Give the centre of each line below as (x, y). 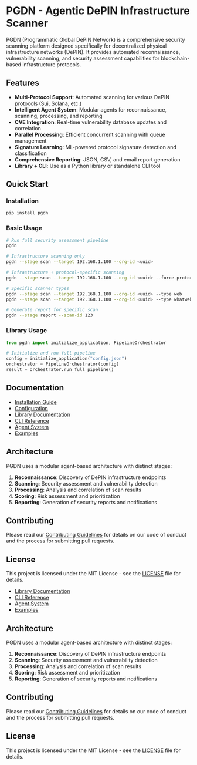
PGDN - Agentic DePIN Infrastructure (98, 11)
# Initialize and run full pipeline (51, 353)
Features (23, 83)
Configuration (31, 408)
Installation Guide (35, 402)
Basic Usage (24, 228)
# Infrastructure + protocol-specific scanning (65, 272)
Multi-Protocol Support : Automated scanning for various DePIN (92, 97)
